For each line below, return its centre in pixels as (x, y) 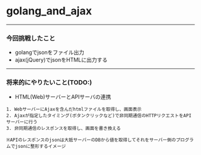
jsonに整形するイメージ (40, 146)
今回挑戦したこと (31, 38)
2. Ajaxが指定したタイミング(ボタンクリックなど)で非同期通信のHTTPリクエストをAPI (99, 116)
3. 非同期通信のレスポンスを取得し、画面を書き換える (64, 128)
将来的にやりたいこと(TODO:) (49, 83)
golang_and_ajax (49, 11)
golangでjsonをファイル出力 (50, 53)
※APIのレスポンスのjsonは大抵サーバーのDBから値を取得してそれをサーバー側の (91, 140)
